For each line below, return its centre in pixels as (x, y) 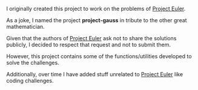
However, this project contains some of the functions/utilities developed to (99, 56)
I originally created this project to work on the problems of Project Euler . (96, 9)
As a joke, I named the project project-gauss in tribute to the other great (97, 20)
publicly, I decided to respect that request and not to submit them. (89, 45)
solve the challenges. (33, 63)
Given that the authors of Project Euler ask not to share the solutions (91, 38)
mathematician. (25, 27)
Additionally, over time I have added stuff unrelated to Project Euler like (95, 74)
